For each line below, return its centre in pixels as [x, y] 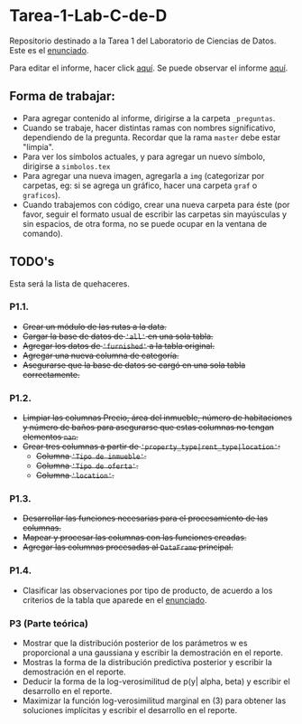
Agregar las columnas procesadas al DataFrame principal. [128, 547]
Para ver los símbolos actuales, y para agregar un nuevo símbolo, [144, 156]
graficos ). [41, 194]
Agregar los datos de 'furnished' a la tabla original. [118, 345]
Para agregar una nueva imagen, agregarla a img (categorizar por [143, 175]
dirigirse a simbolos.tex [66, 166]
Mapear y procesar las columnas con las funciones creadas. [134, 538]
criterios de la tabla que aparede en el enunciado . [114, 600]
